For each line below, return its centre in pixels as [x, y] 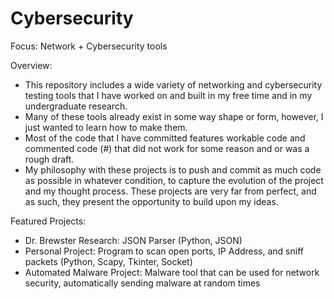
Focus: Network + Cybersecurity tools [89, 46]
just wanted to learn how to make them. [106, 127]
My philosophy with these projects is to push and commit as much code [173, 169]
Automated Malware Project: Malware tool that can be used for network [172, 272]
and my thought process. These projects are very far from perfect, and [170, 191]
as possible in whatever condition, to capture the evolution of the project [174, 180]
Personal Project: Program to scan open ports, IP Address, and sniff [164, 251]
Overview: [31, 65]
